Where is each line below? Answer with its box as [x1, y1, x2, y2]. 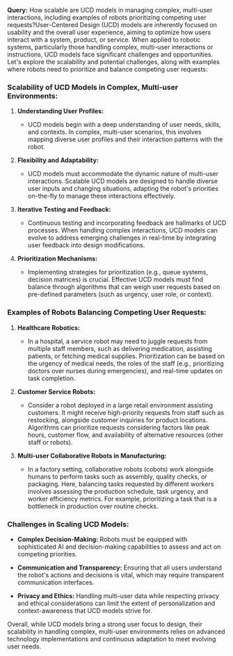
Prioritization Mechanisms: [17, 254, 98, 263]
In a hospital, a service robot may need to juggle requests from [27, 337, 208, 345]
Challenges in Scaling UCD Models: [7, 519, 129, 529]
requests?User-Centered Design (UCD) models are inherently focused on [7, 21, 218, 29]
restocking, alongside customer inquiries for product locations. [27, 416, 208, 424]
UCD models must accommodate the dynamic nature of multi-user [27, 170, 219, 178]
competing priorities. [17, 549, 78, 558]
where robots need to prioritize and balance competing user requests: [7, 65, 208, 73]
